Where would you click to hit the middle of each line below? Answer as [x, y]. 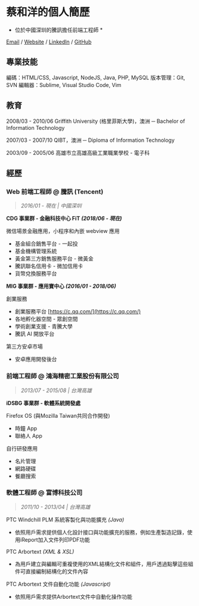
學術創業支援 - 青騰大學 [44, 327]
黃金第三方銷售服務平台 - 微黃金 [54, 259]
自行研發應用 [22, 448]
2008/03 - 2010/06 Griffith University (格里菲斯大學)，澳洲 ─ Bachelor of [96, 121]
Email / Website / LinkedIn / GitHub [49, 42]
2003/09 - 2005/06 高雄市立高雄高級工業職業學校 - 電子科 [78, 153]
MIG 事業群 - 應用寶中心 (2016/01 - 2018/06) [61, 286]
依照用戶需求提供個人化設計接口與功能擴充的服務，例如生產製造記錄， [101, 532]
